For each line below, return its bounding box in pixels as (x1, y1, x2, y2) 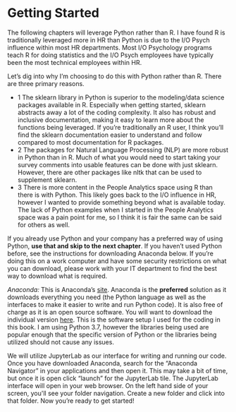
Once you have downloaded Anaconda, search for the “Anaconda (7, 358, 198, 368)
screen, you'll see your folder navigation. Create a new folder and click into (7, 389, 225, 397)
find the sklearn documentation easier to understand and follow (17, 131, 202, 139)
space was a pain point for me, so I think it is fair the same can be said (17, 213, 222, 222)
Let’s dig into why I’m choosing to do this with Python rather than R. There (7, 72, 222, 80)
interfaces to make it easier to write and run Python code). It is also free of (7, 300, 223, 308)
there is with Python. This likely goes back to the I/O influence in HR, (17, 190, 217, 199)
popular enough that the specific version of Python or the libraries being (7, 330, 217, 339)
